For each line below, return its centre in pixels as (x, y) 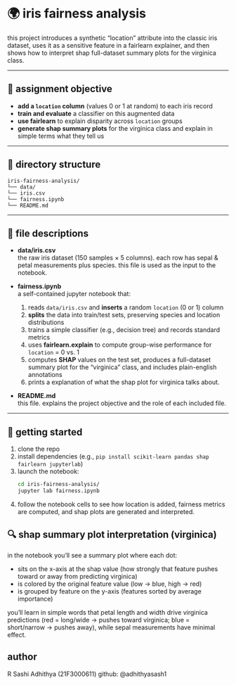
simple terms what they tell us (61, 136)
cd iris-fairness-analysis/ (58, 485)
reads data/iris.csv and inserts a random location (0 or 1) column (126, 307)
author (22, 657)
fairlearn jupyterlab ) (50, 464)
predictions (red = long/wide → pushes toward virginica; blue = (99, 620)
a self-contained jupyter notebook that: (74, 294)
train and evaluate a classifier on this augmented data (96, 113)
